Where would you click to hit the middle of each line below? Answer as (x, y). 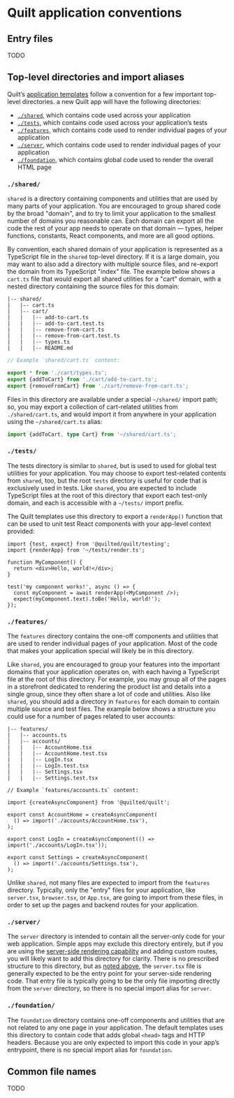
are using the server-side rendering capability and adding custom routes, (112, 951)
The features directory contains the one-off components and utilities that (113, 636)
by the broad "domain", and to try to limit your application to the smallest (112, 214)
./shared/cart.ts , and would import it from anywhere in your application (112, 414)
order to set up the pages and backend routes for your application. (103, 905)
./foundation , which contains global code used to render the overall (115, 159)
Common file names (52, 1072)
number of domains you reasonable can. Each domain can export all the (111, 221)
